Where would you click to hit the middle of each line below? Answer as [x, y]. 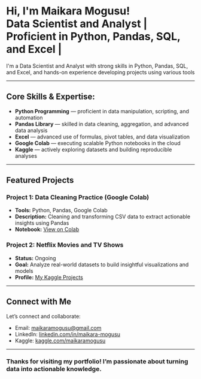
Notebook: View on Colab [47, 230]
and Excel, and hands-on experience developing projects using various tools [100, 72]
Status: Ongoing [35, 258]
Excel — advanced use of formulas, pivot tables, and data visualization [102, 137]
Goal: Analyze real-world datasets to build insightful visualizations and [102, 264]
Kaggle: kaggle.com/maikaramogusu [60, 341]
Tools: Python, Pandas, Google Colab [61, 210]
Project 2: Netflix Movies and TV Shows [65, 245]
